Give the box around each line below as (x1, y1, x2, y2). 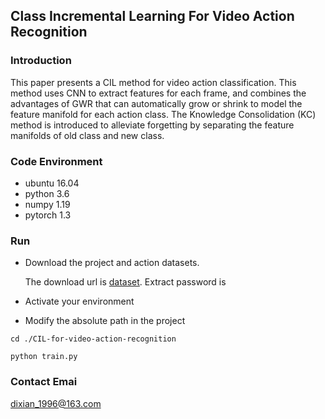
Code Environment (10, 154, 103, 168)
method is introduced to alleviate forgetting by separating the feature (10, 119, 295, 131)
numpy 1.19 (24, 198, 71, 210)
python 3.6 (24, 187, 70, 199)
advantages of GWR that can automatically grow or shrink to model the (10, 97, 303, 109)
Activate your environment (24, 295, 135, 308)
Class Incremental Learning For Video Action (10, 8, 295, 25)
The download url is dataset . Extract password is (24, 276, 227, 288)
